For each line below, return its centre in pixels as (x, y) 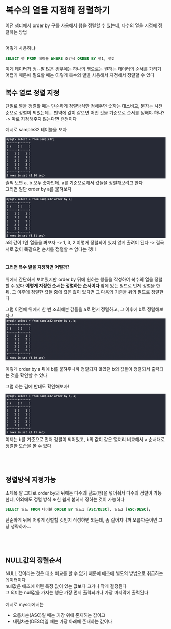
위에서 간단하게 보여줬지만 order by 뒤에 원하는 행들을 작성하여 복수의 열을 (79, 279)
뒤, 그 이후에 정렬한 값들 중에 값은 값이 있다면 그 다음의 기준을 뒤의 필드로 (78, 292)
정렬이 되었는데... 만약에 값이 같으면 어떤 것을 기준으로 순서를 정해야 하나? (92, 112)
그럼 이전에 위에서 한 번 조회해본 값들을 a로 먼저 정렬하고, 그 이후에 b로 (76, 309)
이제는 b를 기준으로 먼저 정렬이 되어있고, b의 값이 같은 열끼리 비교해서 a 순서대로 (85, 440)
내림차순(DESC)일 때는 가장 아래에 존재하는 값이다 (63, 621)
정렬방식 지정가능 (31, 480)
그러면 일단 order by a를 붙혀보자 (38, 189)
